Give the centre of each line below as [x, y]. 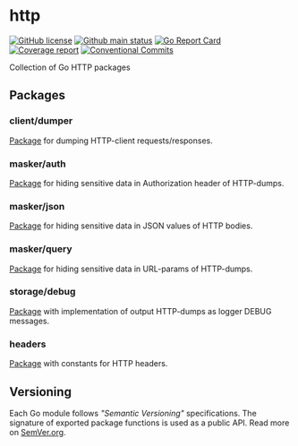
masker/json [37, 206]
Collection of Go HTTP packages [70, 67]
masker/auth [38, 164]
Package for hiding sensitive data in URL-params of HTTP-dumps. [131, 269]
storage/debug [43, 292]
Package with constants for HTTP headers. [89, 364]
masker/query [41, 249]
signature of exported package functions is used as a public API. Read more [149, 423]
